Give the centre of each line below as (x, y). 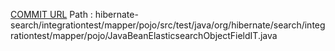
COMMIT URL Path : (51, 14)
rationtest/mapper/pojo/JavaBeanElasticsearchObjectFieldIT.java (144, 35)
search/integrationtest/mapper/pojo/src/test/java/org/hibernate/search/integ (168, 25)
